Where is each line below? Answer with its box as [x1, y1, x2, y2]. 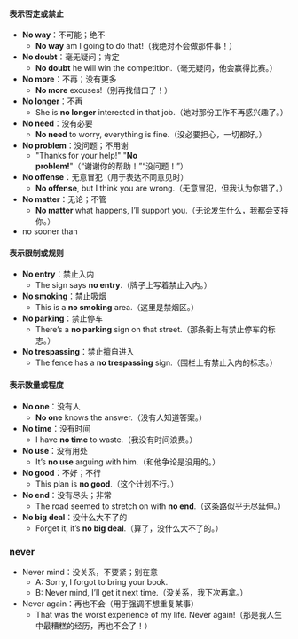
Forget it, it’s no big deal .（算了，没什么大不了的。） [35, 523, 223, 534]
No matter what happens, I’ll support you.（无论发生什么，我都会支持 [35, 205, 289, 216]
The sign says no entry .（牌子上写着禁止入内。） [35, 280, 213, 291]
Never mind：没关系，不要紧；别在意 [21, 566, 158, 577]
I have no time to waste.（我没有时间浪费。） [35, 434, 198, 445]
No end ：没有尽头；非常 [21, 489, 113, 500]
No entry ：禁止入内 [21, 269, 95, 279]
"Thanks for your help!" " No [35, 151, 138, 161]
